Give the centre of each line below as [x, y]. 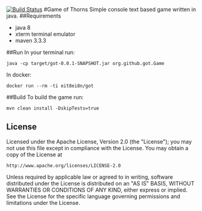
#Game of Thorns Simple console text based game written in [120, 9]
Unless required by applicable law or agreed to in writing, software [90, 177]
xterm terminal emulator [45, 34]
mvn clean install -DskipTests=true [53, 108]
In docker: [19, 75]
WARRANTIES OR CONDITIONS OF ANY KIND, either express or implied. [97, 190]
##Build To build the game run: [45, 97]
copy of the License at [34, 154]
